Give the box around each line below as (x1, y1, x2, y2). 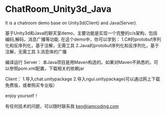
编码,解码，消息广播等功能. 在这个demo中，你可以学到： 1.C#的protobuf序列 (5, 36, 162, 42)
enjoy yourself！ (5, 93, 39, 99)
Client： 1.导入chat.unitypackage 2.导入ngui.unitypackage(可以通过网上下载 (5, 76, 160, 82)
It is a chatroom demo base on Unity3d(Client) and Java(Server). (5, 20, 137, 26)
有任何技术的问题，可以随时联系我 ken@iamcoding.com (5, 103, 119, 109)
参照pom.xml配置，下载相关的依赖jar (9, 65, 85, 71)
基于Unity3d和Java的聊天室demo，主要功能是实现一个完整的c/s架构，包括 (5, 30, 158, 36)
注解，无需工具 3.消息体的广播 (5, 49, 67, 55)
